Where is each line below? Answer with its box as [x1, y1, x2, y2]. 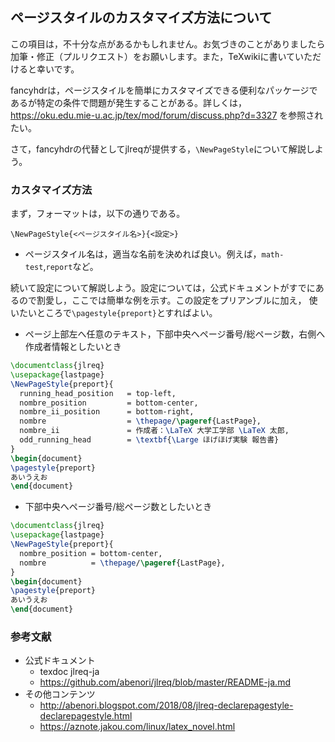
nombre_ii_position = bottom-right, [19, 407, 195, 417]
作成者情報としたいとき [24, 341, 122, 353]
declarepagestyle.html [39, 710, 133, 722]
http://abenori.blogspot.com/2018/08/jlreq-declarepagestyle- [39, 699, 294, 712]
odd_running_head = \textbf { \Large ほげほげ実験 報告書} [19, 435, 280, 445]
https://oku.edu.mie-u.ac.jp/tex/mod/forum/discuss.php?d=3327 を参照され [10, 109, 324, 121]
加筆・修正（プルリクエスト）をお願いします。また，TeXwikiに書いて [10, 50, 296, 62]
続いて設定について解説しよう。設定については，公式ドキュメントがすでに [10, 282, 316, 294]
